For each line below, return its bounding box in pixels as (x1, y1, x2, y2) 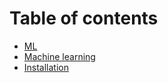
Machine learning (23, 50, 96, 62)
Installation (23, 61, 70, 73)
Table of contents (9, 7, 159, 30)
